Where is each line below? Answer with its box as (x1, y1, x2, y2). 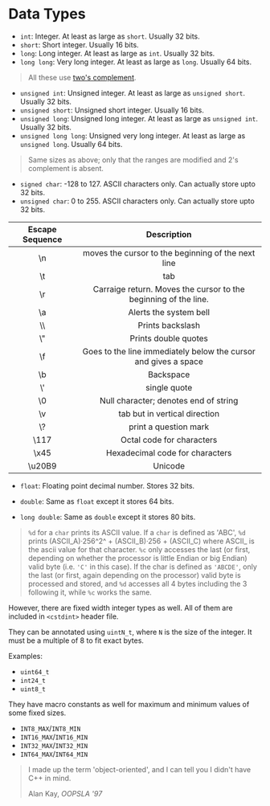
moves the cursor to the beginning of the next (83, 247, 256, 258)
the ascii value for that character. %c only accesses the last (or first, (27, 544, 251, 554)
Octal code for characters (120, 434, 218, 445)
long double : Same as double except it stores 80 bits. (19, 512, 196, 522)
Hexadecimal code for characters (105, 447, 232, 458)
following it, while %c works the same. (27, 587, 153, 597)
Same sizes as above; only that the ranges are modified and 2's (27, 154, 239, 165)
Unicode (152, 460, 186, 471)
